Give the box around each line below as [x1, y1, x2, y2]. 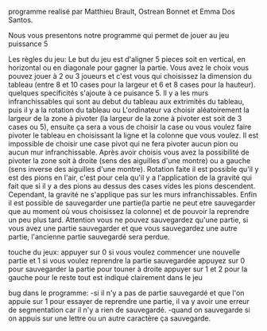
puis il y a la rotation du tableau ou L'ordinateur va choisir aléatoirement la [8, 105, 250, 115]
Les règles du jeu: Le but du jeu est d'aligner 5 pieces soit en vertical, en [8, 55, 246, 64]
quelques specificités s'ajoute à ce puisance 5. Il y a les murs [8, 88, 209, 98]
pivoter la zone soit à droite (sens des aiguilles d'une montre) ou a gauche [8, 156, 251, 165]
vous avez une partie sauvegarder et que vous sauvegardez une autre [8, 224, 238, 233]
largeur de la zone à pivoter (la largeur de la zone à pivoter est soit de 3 [8, 114, 242, 123]
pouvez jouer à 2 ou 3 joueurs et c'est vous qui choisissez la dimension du [8, 72, 253, 80]
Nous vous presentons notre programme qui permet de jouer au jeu [8, 31, 230, 40]
